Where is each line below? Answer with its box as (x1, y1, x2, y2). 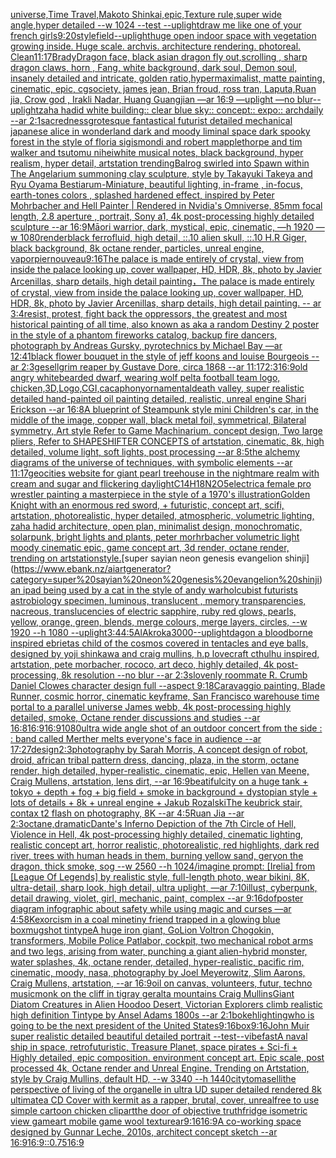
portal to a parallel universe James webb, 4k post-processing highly (10, 701, 292, 713)
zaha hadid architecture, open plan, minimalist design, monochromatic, (10, 520, 303, 532)
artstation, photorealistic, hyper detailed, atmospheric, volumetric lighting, (10, 510, 315, 521)
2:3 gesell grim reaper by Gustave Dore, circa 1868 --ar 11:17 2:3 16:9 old (21, 361, 308, 373)
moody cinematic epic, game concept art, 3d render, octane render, (10, 542, 290, 553)
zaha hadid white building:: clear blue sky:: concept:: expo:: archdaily (38, 104, 324, 116)
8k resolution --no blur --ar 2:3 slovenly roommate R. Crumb (61, 669, 308, 681)
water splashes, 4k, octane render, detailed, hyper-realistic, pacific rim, (10, 956, 305, 968)
